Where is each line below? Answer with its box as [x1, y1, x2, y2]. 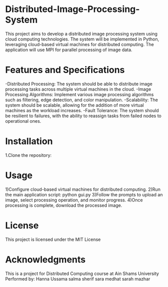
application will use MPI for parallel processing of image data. [5, 47, 133, 53]
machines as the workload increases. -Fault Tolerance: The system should [5, 107, 159, 113]
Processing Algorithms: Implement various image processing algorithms [5, 91, 154, 97]
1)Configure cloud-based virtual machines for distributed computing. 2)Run [5, 186, 160, 192]
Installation [5, 136, 53, 147]
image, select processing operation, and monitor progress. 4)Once [5, 197, 143, 203]
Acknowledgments [5, 254, 86, 265]
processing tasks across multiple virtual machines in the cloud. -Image [5, 86, 151, 92]
